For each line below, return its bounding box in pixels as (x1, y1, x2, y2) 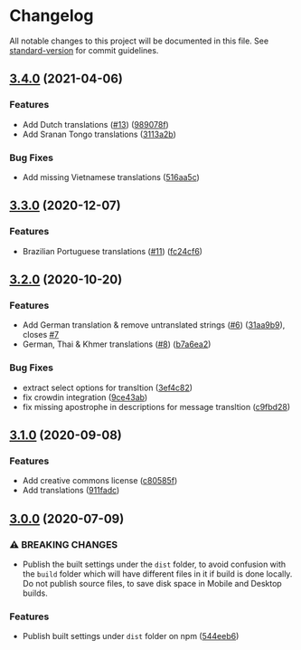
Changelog (9, 5, 94, 26)
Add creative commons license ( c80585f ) (22, 475, 178, 486)
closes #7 (22, 330, 60, 340)
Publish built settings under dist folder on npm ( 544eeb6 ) (22, 631, 240, 642)
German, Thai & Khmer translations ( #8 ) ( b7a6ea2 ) (22, 339, 212, 349)
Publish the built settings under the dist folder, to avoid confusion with (22, 559, 287, 569)
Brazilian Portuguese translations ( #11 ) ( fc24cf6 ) (22, 245, 203, 256)
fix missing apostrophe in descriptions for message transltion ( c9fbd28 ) (22, 401, 291, 412)
